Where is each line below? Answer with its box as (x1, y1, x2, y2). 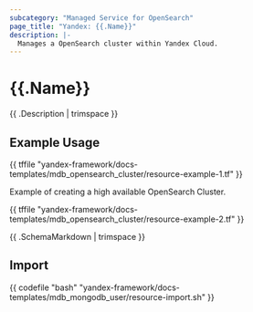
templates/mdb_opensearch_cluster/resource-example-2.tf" (9, 213, 236, 224)
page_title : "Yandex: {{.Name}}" (9, 22, 137, 31)
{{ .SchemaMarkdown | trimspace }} (9, 232, 146, 242)
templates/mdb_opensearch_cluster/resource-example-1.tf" (9, 169, 235, 179)
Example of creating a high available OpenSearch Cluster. (9, 186, 227, 197)
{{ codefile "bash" (9, 282, 78, 293)
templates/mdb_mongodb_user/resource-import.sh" (9, 291, 206, 302)
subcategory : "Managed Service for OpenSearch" (9, 13, 195, 23)
